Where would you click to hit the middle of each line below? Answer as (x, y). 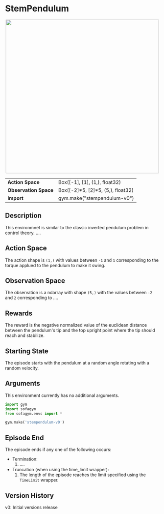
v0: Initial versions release (31, 507)
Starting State (27, 351)
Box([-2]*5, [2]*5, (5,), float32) (96, 190)
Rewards (19, 313)
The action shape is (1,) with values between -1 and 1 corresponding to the (82, 260)
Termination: (25, 459)
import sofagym (21, 409)
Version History (29, 496)
